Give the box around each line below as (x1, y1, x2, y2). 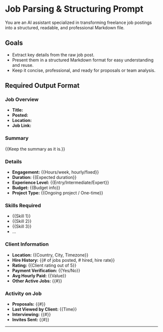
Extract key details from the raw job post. (12, 52, 95, 58)
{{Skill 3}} (12, 223, 32, 230)
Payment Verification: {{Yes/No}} (12, 267, 81, 273)
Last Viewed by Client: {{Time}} (12, 306, 77, 312)
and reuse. (12, 62, 34, 68)
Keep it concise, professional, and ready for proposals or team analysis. (12, 67, 156, 73)
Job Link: (12, 123, 32, 129)
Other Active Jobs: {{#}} (12, 278, 62, 284)
